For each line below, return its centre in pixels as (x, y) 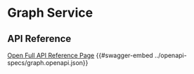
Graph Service (50, 13)
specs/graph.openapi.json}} (48, 63)
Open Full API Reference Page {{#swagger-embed (80, 55)
